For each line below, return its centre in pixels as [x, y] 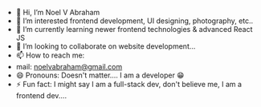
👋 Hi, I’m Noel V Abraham [58, 12]
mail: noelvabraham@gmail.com [69, 67]
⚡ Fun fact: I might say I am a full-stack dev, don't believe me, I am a [129, 84]
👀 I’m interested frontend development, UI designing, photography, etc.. [135, 21]
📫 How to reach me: [50, 55]
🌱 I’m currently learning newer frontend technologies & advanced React [134, 29]
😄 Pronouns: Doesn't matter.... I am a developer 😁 [100, 75]
